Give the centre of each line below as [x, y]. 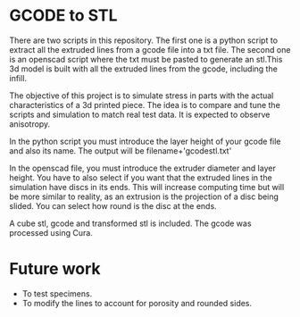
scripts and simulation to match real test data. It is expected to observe [140, 114]
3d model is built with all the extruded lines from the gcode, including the [144, 69]
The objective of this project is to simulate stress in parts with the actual [142, 96]
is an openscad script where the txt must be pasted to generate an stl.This [146, 59]
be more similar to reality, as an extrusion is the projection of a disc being [144, 196]
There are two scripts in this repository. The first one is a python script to [144, 40]
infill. [18, 78]
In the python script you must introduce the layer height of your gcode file [145, 141]
